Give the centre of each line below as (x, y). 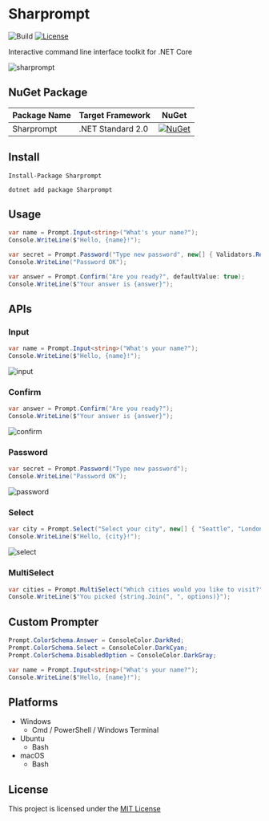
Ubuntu (32, 738)
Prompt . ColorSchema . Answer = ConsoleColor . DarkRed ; (96, 640)
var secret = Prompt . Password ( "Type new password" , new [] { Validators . (132, 255)
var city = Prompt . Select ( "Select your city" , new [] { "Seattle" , (121, 529)
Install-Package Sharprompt (55, 176)
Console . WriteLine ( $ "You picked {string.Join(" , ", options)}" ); (119, 597)
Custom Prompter (54, 622)
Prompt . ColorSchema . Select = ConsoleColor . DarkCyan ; (98, 648)
